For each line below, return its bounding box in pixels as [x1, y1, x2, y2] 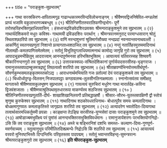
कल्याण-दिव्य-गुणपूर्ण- [120, 120, 155, 126]
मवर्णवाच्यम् [5, 126, 22, 132]
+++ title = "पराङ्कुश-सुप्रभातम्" [5, 4, 62, 10]
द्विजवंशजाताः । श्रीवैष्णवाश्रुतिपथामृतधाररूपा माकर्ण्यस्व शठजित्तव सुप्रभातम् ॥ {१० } [5, 87, 133, 92]
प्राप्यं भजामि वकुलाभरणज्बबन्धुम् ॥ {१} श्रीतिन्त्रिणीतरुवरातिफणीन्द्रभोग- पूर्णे [5, 20, 119, 25]
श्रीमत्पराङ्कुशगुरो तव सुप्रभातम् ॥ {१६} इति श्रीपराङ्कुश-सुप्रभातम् [5, 137, 107, 143]
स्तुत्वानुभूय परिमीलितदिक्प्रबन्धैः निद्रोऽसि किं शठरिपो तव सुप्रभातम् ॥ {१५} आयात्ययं [27, 126, 155, 132]
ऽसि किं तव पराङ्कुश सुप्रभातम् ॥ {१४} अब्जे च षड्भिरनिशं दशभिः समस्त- [5, 120, 120, 126]
